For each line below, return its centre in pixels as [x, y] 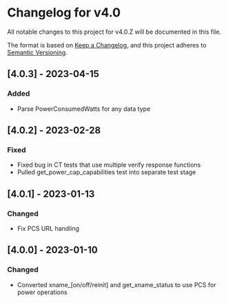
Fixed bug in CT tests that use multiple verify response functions [109, 165]
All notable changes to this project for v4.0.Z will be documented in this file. [114, 32]
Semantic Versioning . [37, 52]
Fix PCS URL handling [48, 228]
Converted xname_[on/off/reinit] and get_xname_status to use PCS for [116, 284]
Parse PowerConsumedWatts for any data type [84, 109]
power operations [42, 292]
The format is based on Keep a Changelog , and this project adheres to [107, 45]
